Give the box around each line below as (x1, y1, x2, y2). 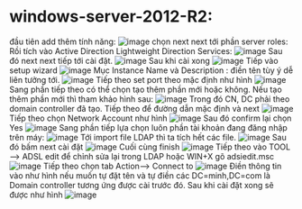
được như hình (9, 189, 63, 200)
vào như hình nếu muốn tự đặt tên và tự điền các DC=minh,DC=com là (9, 169, 270, 181)
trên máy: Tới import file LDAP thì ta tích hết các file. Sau (9, 132, 287, 142)
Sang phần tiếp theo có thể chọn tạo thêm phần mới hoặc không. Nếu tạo (9, 84, 282, 95)
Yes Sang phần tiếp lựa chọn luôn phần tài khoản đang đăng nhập (9, 122, 288, 132)
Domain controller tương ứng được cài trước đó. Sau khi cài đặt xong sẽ (9, 179, 274, 190)
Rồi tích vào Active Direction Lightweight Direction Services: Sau (9, 45, 283, 56)
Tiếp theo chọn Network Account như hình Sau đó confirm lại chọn (9, 113, 292, 123)
